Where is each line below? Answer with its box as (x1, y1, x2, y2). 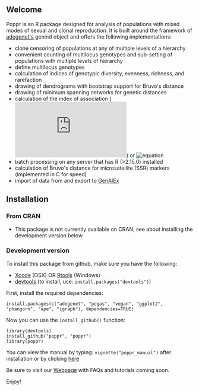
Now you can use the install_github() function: (6, 316, 126, 323)
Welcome (6, 5, 42, 15)
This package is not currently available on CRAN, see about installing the (14, 225, 193, 233)
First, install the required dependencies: (6, 289, 103, 296)
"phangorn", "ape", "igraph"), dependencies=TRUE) (6, 306, 134, 312)
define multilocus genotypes (14, 63, 85, 71)
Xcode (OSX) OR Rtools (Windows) (14, 271, 101, 278)
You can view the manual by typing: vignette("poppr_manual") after (6, 348, 172, 355)
